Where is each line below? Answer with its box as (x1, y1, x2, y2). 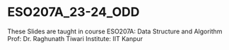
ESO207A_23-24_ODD (7, 4, 140, 20)
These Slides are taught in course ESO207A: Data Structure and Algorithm (7, 27, 223, 35)
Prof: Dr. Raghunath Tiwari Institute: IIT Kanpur (7, 34, 143, 42)
